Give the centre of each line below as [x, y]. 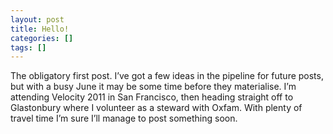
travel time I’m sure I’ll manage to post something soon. [124, 118]
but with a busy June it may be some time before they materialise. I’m [153, 87]
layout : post [37, 19]
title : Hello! [40, 29]
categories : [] [42, 38]
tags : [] [28, 47]
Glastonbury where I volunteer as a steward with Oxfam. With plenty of [156, 108]
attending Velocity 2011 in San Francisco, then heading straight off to [152, 97]
